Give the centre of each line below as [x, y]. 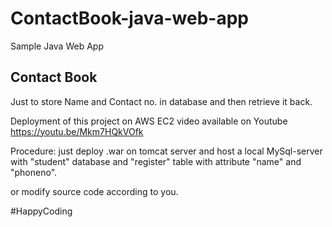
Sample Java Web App [57, 46]
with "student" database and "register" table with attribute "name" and [156, 161]
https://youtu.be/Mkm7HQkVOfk [77, 131]
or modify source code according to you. [94, 191]
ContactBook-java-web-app [129, 18]
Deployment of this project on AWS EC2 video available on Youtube [149, 121]
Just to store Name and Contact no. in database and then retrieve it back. [161, 101]
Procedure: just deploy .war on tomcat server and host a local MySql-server [166, 151]
